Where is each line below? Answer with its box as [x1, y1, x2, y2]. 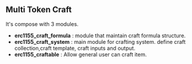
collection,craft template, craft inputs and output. [14, 44, 136, 52]
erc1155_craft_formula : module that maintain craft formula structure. [14, 32, 186, 39]
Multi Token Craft [5, 5, 72, 15]
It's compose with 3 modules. [5, 20, 79, 27]
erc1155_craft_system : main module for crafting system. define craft [14, 38, 186, 45]
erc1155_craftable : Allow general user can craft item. [14, 50, 148, 58]
